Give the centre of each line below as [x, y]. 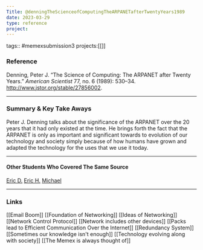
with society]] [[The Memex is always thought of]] [69, 241]
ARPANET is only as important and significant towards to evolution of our [97, 135]
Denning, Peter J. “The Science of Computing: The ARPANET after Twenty [99, 75]
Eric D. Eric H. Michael [34, 181]
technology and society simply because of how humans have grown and [97, 141]
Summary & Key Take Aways [49, 109]
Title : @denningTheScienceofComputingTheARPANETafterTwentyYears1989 [96, 12]
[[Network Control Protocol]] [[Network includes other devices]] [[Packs [96, 222]
